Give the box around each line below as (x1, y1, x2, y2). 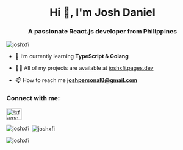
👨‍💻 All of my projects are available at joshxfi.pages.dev (15, 64, 154, 72)
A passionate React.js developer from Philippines (27, 27, 178, 36)
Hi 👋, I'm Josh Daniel (49, 5, 156, 19)
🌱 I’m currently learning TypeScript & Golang (15, 53, 129, 60)
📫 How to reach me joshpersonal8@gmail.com (15, 77, 138, 84)
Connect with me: (6, 94, 60, 103)
